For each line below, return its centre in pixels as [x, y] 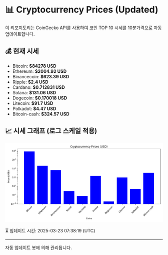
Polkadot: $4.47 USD [34, 108]
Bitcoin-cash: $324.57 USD [41, 114]
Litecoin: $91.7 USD [33, 103]
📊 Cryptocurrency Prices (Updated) [82, 10]
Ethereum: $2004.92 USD [39, 71]
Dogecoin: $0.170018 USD [40, 98]
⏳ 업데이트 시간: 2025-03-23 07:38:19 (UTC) [50, 230]
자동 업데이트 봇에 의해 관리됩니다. [38, 247]
